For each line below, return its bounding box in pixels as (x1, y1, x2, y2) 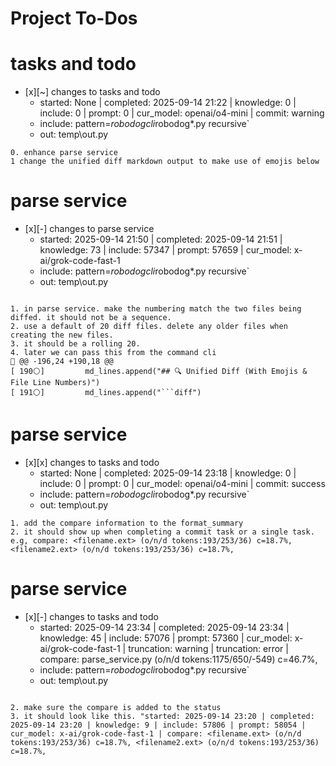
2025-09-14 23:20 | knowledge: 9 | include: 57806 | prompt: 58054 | (10, 720, 307, 730)
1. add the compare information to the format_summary (10, 518, 244, 528)
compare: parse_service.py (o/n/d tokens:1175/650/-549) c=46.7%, (39, 653, 318, 665)
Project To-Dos (10, 7, 138, 30)
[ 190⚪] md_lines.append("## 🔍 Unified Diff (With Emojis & (10, 367, 308, 377)
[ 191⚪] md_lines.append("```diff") (10, 388, 202, 398)
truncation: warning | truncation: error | (128, 642, 289, 654)
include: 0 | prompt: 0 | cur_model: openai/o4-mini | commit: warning (39, 107, 325, 119)
